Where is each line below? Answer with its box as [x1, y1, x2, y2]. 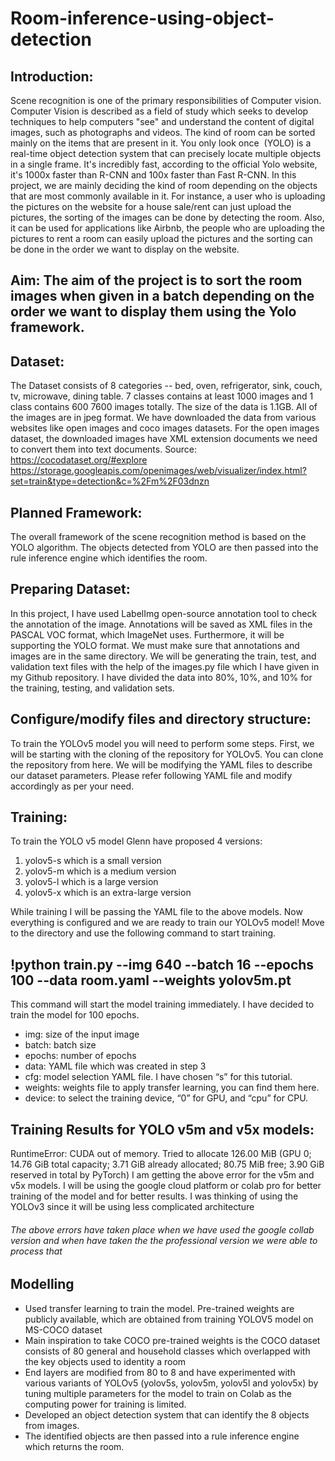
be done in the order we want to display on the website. [10, 243, 240, 255]
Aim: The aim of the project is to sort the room [10, 272, 303, 289]
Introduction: [10, 68, 94, 85]
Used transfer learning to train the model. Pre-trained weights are [24, 1302, 295, 1314]
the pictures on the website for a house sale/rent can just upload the [10, 201, 292, 212]
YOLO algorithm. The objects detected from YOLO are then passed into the [10, 542, 319, 554]
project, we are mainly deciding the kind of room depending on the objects [10, 180, 318, 191]
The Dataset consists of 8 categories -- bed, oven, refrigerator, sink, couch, [10, 380, 323, 392]
